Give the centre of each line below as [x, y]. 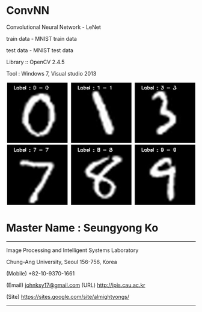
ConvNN [28, 10]
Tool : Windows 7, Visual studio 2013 [51, 73]
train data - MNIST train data [41, 38]
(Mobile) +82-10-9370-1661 [41, 274]
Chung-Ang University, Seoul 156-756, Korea [62, 262]
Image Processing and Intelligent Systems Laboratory [72, 250]
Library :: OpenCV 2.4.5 [35, 62]
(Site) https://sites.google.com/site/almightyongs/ [68, 297]
